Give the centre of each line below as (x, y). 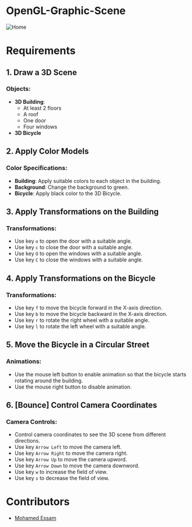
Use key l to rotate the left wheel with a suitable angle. (80, 326)
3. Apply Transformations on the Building (83, 211)
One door (35, 120)
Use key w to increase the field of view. (61, 472)
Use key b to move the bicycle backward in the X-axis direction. (91, 314)
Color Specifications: (37, 168)
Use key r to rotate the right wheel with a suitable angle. (82, 320)
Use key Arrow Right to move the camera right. (71, 453)
